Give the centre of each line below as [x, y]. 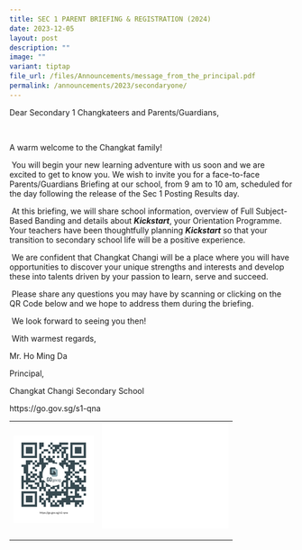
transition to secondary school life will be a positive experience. [128, 240]
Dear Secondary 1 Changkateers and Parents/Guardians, [114, 112]
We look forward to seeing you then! [79, 321]
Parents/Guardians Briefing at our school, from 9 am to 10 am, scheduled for [151, 184]
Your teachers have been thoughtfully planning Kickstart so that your [138, 230]
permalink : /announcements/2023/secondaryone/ [98, 86]
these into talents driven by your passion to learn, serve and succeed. [139, 276]
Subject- [272, 211]
